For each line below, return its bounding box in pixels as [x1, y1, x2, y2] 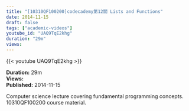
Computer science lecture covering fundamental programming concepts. [6, 92, 184, 100]
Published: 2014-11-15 [6, 81, 61, 88]
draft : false [6, 19, 38, 25]
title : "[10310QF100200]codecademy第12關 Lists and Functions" [6, 8, 164, 15]
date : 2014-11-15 [6, 14, 49, 20]
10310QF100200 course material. [6, 99, 87, 106]
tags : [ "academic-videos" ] [6, 25, 73, 31]
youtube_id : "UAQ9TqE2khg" [6, 31, 73, 36]
